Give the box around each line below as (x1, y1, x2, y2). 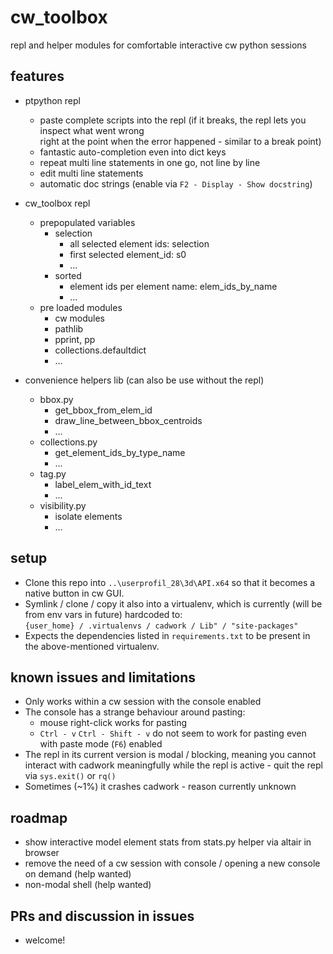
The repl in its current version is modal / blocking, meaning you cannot (24, 749, 317, 761)
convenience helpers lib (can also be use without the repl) (24, 374, 265, 386)
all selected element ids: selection (69, 237, 210, 250)
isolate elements (54, 510, 123, 522)
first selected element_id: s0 (69, 248, 187, 260)
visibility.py (39, 499, 87, 511)
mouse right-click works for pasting (39, 717, 188, 729)
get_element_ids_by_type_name (54, 446, 186, 458)
